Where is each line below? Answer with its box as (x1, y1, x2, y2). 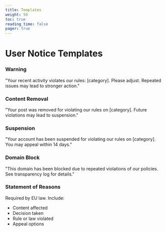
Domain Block (5, 154, 40, 161)
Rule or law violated (12, 215, 54, 221)
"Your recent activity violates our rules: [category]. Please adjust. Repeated (5, 77, 161, 83)
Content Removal (5, 95, 49, 102)
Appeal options (12, 220, 44, 227)
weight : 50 (5, 12, 28, 17)
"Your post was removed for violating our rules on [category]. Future (5, 106, 147, 112)
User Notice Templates (5, 48, 103, 60)
